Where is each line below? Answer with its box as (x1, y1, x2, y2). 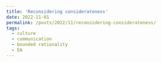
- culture (11, 31, 36, 37)
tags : (6, 25, 20, 31)
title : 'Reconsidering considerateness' (6, 8, 109, 15)
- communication (11, 36, 52, 42)
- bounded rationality (11, 42, 68, 48)
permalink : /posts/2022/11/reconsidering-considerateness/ (6, 19, 157, 25)
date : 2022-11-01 (6, 14, 50, 20)
